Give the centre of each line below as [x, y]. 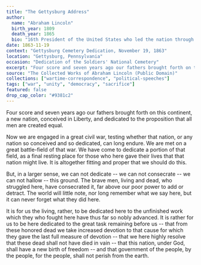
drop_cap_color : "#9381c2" [40, 95]
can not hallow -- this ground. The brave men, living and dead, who [89, 180]
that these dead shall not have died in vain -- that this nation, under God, [96, 243]
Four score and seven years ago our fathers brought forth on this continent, [99, 112]
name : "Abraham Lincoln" [42, 23]
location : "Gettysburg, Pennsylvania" [54, 56]
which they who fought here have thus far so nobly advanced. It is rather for [100, 217]
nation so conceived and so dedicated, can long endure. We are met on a [96, 143]
